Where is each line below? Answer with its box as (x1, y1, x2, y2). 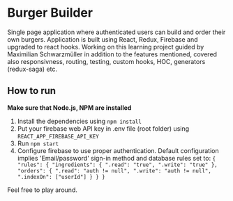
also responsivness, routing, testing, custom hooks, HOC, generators (7, 57, 206, 65)
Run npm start (17, 139, 59, 147)
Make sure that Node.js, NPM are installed (7, 103, 132, 112)
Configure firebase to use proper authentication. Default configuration (17, 146, 219, 154)
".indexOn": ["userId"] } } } (17, 173, 106, 180)
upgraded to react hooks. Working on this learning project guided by (7, 42, 204, 51)
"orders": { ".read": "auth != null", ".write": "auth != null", (17, 167, 211, 175)
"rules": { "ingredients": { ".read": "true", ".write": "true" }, (17, 161, 218, 168)
